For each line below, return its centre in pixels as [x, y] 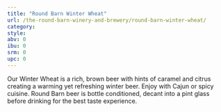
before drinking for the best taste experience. [72, 101]
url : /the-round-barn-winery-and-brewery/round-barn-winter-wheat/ [107, 20]
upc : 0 [17, 59]
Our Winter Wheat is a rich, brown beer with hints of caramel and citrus [109, 79]
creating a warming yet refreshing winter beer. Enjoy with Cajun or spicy [110, 86]
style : [17, 33]
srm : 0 [17, 53]
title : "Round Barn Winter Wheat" [57, 14]
